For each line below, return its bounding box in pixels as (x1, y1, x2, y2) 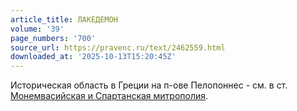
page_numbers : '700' (10, 33, 97, 43)
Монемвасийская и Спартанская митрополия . (10, 90, 209, 102)
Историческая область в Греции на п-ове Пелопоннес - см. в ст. (10, 79, 288, 91)
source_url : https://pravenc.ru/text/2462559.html (10, 42, 226, 53)
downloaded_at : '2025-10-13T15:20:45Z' (10, 52, 177, 62)
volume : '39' (10, 24, 65, 34)
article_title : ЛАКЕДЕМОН (10, 14, 118, 25)
